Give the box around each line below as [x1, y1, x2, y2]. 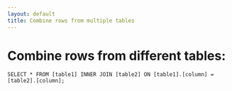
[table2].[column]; [7, 77, 65, 85]
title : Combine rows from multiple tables [7, 17, 135, 24]
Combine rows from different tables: [7, 48, 226, 64]
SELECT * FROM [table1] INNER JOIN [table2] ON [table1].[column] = [7, 71, 214, 78]
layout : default [7, 10, 55, 18]
